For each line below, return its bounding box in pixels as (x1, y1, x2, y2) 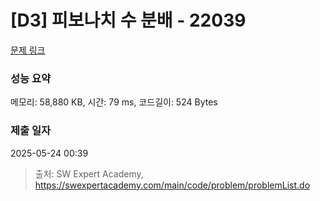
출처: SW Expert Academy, (34, 167, 144, 180)
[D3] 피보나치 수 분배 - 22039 (10, 9, 247, 32)
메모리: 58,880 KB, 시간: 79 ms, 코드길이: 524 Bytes (10, 96, 218, 108)
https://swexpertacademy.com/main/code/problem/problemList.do (34, 179, 311, 191)
